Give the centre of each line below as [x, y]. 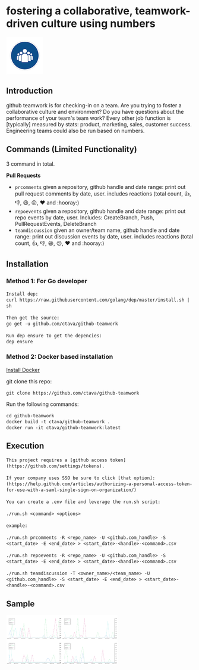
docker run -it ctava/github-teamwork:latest [63, 427]
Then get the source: [33, 318]
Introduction [30, 91]
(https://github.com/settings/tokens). [56, 466]
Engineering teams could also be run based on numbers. [75, 131]
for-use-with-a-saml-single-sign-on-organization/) [71, 490]
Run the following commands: [42, 404]
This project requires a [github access [57, 460]
